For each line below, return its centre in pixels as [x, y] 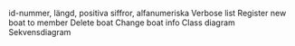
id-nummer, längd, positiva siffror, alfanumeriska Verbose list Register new [147, 13]
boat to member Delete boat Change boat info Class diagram [122, 23]
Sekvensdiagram [40, 32]
